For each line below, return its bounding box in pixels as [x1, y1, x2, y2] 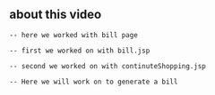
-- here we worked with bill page [9, 30, 139, 39]
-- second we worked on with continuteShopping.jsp [9, 61, 206, 70]
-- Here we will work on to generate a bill [9, 77, 178, 86]
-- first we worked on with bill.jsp [9, 46, 150, 55]
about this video [9, 7, 102, 22]
